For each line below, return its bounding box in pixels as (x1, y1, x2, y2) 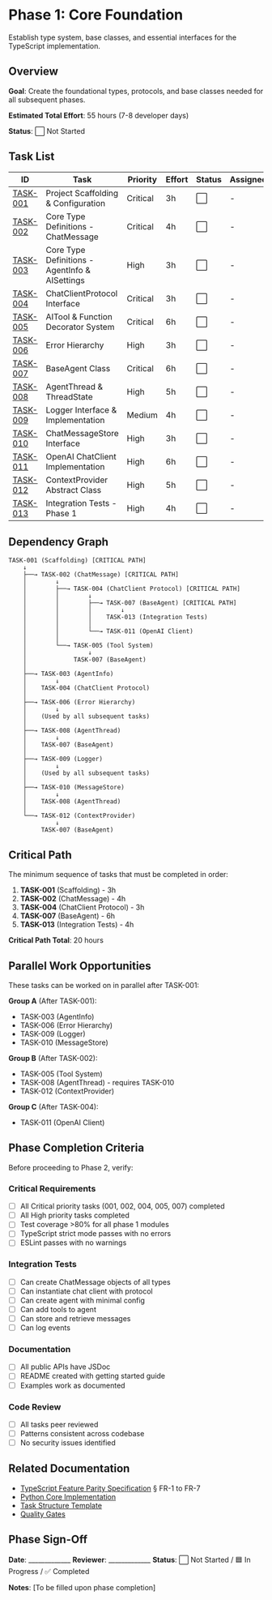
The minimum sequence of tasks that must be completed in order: (8, 870, 229, 879)
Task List (8, 150, 55, 164)
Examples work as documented (19, 1380, 125, 1390)
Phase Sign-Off (8, 1533, 87, 1547)
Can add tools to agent (19, 1304, 97, 1314)
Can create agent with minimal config (19, 1295, 146, 1305)
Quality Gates (19, 1509, 66, 1519)
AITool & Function (45, 310, 113, 322)
